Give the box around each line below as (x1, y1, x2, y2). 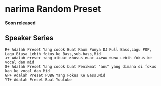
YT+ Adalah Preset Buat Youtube (5, 77, 72, 82)
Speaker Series (5, 34, 54, 42)
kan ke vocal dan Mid (5, 68, 50, 73)
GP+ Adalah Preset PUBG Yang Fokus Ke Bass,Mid (5, 73, 106, 78)
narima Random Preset (5, 3, 101, 15)
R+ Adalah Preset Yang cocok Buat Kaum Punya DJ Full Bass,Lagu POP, (5, 47, 152, 52)
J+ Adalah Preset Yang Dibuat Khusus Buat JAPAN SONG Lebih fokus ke (5, 56, 152, 60)
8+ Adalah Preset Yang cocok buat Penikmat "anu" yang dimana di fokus (5, 64, 156, 69)
